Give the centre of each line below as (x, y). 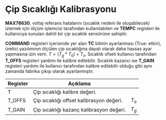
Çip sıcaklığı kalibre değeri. (65, 92)
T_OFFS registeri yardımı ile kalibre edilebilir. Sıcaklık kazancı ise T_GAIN (80, 60)
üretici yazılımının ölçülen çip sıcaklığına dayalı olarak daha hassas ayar (79, 48)
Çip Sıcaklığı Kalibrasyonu (61, 9)
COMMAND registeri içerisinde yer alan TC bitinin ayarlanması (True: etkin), (83, 43)
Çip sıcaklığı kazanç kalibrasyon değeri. (79, 109)
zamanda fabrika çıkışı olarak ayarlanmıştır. (49, 71)
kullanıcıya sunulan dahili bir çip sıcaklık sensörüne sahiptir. (66, 33)
